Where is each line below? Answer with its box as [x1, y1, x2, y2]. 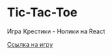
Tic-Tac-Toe [7, 5, 78, 20]
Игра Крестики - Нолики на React [7, 27, 106, 35]
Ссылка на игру [7, 40, 53, 48]
